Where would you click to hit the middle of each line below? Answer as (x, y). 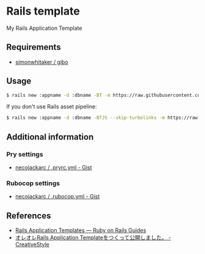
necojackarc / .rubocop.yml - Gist (57, 197)
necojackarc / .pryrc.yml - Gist (54, 168)
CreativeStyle (32, 244)
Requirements (34, 47)
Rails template (43, 11)
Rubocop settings (33, 183)
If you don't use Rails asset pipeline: (52, 107)
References (29, 215)
